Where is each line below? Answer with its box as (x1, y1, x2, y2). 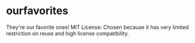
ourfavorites (6, 4, 69, 18)
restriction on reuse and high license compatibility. (6, 29, 129, 37)
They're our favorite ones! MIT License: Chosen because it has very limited (6, 24, 189, 31)
